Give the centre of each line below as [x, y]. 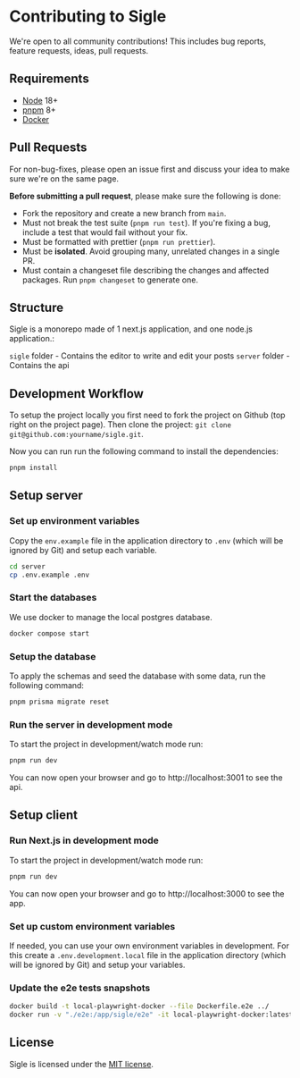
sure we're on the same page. [64, 178]
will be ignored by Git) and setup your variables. [97, 964]
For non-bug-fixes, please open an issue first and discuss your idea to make [150, 169]
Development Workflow [77, 394]
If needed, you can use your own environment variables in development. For [150, 946]
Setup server [46, 496]
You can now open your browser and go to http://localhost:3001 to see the [146, 778]
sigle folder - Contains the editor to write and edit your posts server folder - [150, 356]
